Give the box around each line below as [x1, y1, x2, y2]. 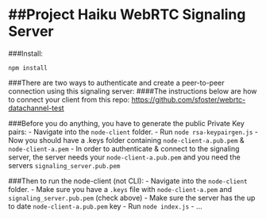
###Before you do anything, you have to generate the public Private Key [8, 118, 245, 128]
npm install [8, 63, 48, 72]
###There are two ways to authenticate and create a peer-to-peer [8, 78, 225, 87]
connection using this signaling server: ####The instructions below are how [8, 86, 257, 96]
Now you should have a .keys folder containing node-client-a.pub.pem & [8, 135, 245, 144]
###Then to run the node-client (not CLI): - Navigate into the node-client [8, 176, 248, 186]
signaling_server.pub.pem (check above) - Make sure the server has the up [8, 193, 256, 202]
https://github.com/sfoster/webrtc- [131, 94, 246, 104]
